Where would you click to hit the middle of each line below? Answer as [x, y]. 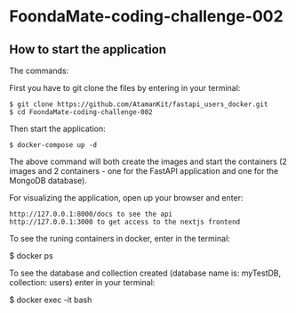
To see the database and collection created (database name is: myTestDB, [145, 273]
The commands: [39, 70]
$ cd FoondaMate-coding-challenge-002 [81, 112]
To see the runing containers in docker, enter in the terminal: [120, 239]
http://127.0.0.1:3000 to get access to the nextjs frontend [125, 222]
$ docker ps [31, 255]
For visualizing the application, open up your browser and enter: [126, 198]
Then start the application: [58, 128]
